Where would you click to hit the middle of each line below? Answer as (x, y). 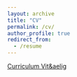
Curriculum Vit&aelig (37, 66)
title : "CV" (24, 20)
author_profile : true (39, 33)
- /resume (28, 46)
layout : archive (31, 14)
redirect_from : (29, 40)
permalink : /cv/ (31, 27)
